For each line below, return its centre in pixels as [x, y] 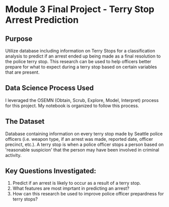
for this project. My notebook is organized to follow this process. [72, 106]
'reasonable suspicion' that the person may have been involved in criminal [82, 149]
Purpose [19, 39]
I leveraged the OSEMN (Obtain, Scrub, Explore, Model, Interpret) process [82, 100]
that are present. [22, 72]
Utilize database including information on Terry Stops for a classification [80, 51]
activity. [13, 155]
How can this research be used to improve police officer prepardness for [88, 194]
